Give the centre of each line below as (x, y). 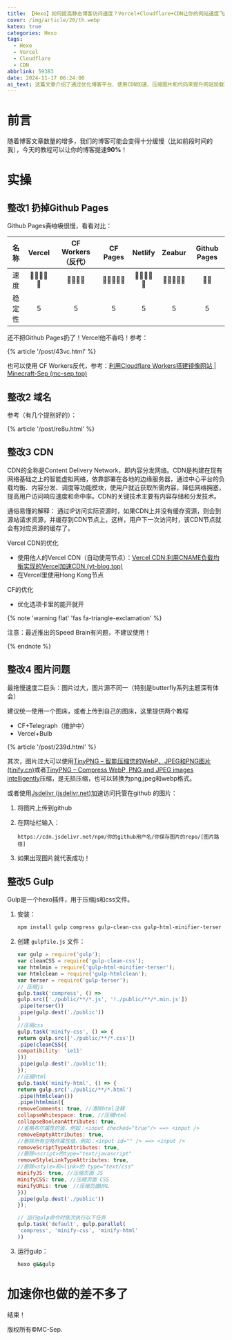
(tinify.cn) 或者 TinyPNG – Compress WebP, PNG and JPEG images (100, 770)
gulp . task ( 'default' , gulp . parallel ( (71, 1225)
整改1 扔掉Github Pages (58, 208)
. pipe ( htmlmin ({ (40, 1102)
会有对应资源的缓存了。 (40, 528)
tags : (15, 39)
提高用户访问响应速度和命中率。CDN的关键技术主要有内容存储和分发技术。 (114, 496)
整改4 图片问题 (39, 670)
